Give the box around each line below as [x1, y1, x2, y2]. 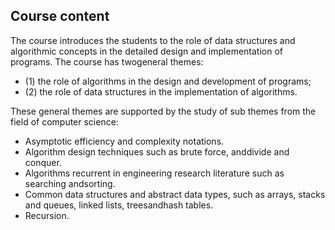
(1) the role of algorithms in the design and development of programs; [24, 75, 312, 87]
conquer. [24, 156, 62, 168]
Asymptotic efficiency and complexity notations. [24, 135, 225, 147]
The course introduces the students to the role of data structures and [10, 34, 296, 46]
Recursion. [24, 209, 70, 221]
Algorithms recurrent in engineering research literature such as [24, 167, 285, 179]
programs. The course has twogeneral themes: [10, 55, 204, 68]
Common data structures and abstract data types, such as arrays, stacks [24, 188, 326, 200]
